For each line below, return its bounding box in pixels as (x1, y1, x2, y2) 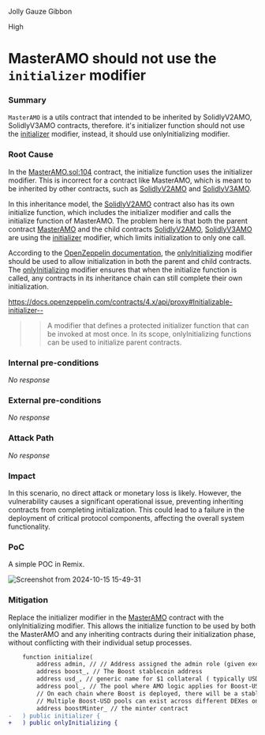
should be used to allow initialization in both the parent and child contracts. (8, 256, 252, 266)
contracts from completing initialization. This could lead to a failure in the (8, 505, 245, 514)
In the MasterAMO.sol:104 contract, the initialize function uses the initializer (8, 167, 253, 176)
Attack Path (8, 432, 54, 443)
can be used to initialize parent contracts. (47, 337, 182, 347)
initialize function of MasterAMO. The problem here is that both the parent (8, 216, 248, 225)
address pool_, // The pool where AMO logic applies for (36, 683, 227, 691)
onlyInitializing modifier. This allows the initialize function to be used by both (8, 620, 256, 631)
